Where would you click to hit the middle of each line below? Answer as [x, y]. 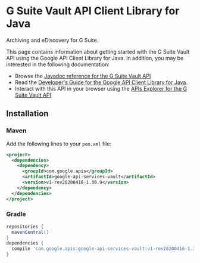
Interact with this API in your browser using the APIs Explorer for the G [101, 88]
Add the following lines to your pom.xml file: [59, 144]
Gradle [16, 214]
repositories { [25, 227]
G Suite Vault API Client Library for [93, 11]
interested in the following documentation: [58, 64]
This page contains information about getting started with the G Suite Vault [98, 51]
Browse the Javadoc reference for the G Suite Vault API [83, 76]
